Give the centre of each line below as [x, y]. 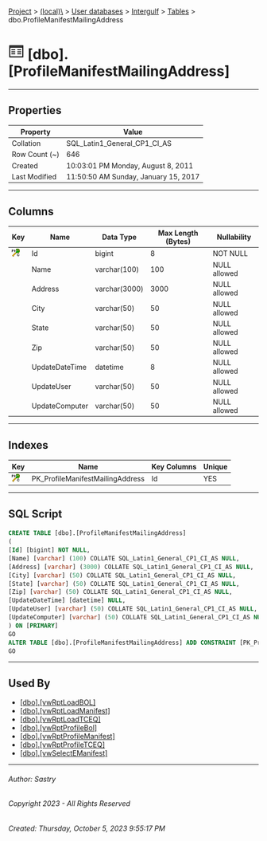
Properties [35, 110]
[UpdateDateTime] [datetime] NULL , [67, 601]
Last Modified [34, 176]
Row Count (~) [35, 155]
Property [35, 132]
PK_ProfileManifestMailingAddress [88, 478]
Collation [26, 143]
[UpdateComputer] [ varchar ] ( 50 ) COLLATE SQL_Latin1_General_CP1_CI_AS [129, 618]
